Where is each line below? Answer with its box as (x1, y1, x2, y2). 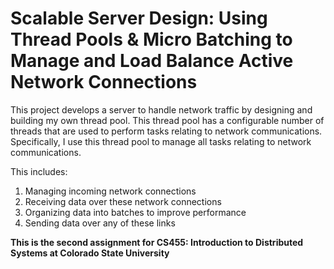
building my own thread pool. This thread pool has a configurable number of (10, 114, 325, 126)
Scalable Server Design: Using (10, 7, 268, 30)
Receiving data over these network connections (24, 195, 222, 207)
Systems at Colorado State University (10, 247, 170, 259)
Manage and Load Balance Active (10, 50, 294, 72)
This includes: (10, 165, 68, 177)
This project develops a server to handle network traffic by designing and (10, 103, 313, 116)
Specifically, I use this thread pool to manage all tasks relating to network (10, 135, 312, 147)
